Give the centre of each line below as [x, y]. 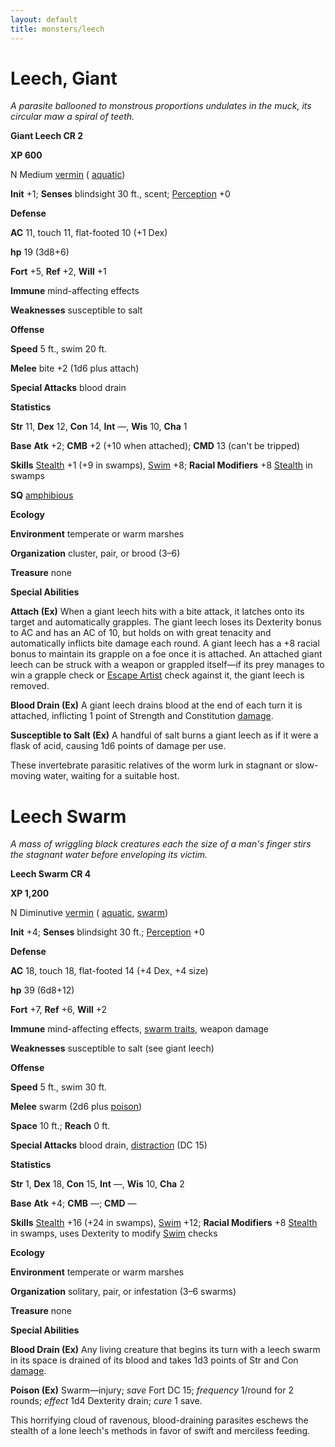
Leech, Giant [64, 78]
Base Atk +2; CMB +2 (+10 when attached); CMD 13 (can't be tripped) [155, 446]
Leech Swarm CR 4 [51, 874]
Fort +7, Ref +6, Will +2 [59, 1010]
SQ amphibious [42, 495]
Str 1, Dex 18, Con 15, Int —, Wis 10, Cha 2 [97, 1184]
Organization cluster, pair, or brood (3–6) [95, 553]
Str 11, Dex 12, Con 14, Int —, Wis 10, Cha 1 [99, 427]
